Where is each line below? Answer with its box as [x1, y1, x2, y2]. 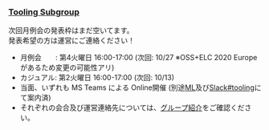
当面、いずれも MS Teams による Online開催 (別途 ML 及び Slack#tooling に [19, 83, 262, 92]
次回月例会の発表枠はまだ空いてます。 [8, 26, 134, 35]
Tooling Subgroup [8, 6, 80, 18]
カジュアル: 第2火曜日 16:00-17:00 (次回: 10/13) [19, 73, 175, 83]
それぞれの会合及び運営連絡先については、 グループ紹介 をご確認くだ [19, 103, 245, 112]
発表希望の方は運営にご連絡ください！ [8, 35, 135, 46]
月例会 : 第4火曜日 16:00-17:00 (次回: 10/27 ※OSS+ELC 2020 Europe [19, 53, 258, 63]
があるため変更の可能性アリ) [19, 63, 115, 72]
